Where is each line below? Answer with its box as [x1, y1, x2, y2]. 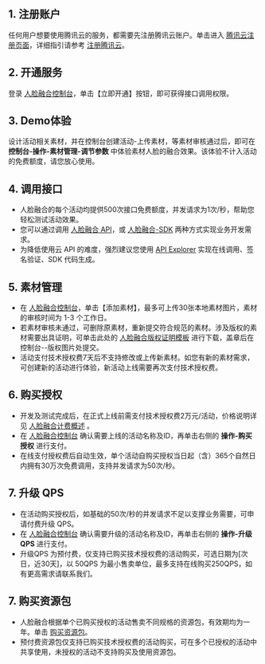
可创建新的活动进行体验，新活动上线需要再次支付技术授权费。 [19, 363, 223, 372]
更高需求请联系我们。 [26, 568, 97, 578]
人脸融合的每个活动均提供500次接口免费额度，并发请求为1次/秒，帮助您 [19, 205, 255, 214]
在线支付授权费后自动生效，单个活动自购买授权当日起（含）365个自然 [19, 450, 249, 460]
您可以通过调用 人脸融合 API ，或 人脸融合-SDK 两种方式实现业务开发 [19, 225, 245, 234]
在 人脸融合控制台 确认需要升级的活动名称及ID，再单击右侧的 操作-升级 [19, 528, 253, 538]
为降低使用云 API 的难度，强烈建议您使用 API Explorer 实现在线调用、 [19, 245, 247, 254]
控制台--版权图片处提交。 [19, 343, 103, 352]
